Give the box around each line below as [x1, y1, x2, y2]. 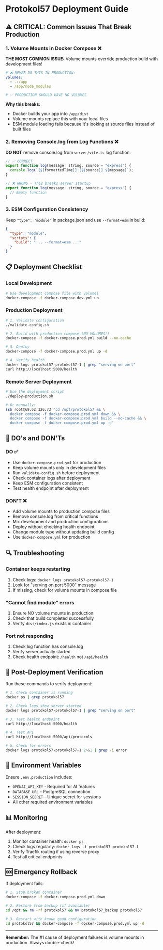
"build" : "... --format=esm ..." [14, 240, 82, 245]
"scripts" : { [10, 235, 36, 241]
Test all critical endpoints [12, 853, 62, 859]
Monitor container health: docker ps [12, 838, 84, 844]
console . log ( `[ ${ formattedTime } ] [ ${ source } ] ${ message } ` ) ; [10, 168, 133, 173]
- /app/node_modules [10, 84, 51, 89]
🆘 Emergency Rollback [5, 868, 77, 876]
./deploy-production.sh [5, 394, 54, 399]
